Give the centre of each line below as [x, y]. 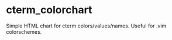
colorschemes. [24, 31]
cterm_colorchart [49, 10]
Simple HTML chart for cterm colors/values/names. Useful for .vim [86, 26]
